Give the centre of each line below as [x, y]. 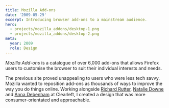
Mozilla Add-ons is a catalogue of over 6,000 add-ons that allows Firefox [82, 62]
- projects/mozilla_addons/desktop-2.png [55, 34]
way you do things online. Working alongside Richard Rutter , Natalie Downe [84, 89]
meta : [11, 39]
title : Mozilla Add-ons [31, 10]
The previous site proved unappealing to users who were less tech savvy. [82, 78]
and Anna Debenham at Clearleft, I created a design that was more [75, 94]
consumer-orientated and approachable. [48, 100]
